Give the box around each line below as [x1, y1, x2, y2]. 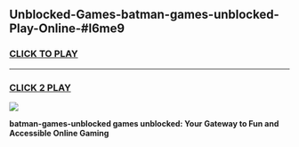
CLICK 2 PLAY [9, 81, 71, 94]
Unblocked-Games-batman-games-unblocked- [9, 7, 279, 22]
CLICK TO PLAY [9, 48, 78, 61]
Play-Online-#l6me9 [9, 21, 125, 37]
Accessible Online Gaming [9, 127, 109, 138]
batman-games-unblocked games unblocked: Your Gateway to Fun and [9, 118, 279, 128]
